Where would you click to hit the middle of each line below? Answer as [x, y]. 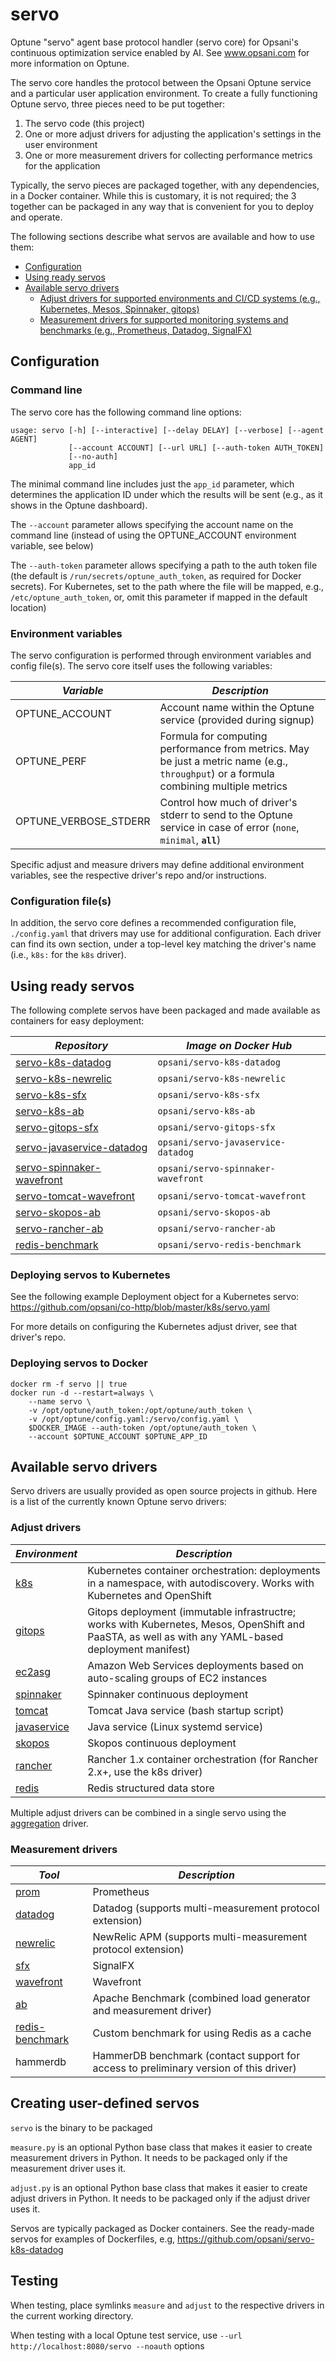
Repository [81, 1046]
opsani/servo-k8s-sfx [209, 1095]
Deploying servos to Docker [79, 1363]
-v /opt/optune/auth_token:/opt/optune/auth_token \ [140, 1410]
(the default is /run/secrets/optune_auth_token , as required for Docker [156, 575]
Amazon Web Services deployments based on [196, 1665]
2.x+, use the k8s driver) [145, 1771]
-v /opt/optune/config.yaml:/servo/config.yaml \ [134, 1419]
